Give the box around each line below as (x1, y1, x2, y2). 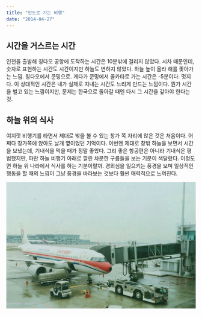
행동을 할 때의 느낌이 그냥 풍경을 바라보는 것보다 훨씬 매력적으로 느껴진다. (6, 170, 178, 177)
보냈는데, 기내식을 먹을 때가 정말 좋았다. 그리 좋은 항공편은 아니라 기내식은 (12, 147, 186, 154)
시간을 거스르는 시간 (6, 40, 76, 51)
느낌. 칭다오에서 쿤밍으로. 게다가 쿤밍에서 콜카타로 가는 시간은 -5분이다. (12, 73, 180, 80)
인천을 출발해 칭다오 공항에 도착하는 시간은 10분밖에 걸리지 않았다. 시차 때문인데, (6, 58, 194, 65)
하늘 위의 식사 (6, 115, 54, 125)
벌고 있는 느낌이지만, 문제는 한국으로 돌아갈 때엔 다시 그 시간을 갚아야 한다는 (12, 88, 191, 95)
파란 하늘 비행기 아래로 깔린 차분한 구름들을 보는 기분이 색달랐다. (28, 154, 179, 162)
